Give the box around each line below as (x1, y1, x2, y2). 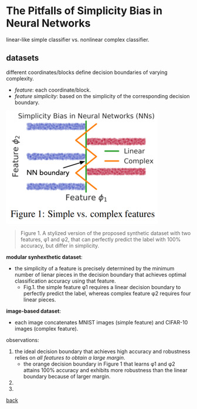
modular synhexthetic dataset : (6, 253, 83, 260)
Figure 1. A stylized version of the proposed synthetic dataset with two (20, 229, 191, 236)
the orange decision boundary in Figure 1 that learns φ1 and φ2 (23, 360, 176, 367)
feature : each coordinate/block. (14, 86, 91, 93)
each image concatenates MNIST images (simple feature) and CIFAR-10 (14, 319, 188, 326)
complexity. (6, 75, 34, 82)
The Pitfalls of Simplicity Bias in (6, 4, 163, 18)
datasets (6, 53, 39, 63)
